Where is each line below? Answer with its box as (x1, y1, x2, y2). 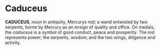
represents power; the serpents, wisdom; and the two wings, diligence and (5, 34, 156, 40)
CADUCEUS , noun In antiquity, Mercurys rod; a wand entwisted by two (5, 19, 148, 25)
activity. (5, 39, 21, 45)
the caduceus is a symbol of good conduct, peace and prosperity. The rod (5, 29, 155, 35)
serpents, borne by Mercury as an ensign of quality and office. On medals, (5, 24, 155, 30)
